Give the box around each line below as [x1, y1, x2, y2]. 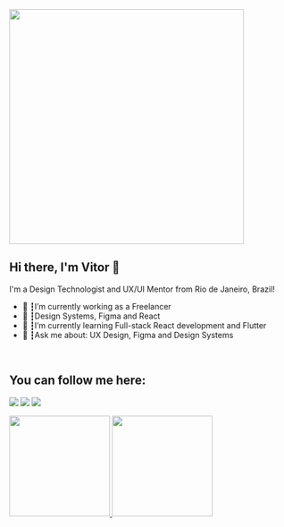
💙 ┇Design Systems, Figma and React [21, 310, 161, 321]
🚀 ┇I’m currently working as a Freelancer [21, 301, 171, 311]
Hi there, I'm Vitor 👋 [9, 259, 121, 276]
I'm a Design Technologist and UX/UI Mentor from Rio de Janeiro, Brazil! [9, 284, 275, 294]
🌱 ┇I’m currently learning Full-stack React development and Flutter [21, 319, 267, 330]
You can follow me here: [9, 373, 146, 388]
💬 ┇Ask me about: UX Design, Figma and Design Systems [21, 329, 234, 340]
